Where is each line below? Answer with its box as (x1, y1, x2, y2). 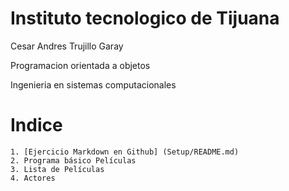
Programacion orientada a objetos (10, 59, 151, 71)
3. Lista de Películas (10, 164, 105, 174)
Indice (10, 114, 63, 137)
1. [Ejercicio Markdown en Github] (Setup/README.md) (10, 147, 240, 157)
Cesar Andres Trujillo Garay (10, 40, 124, 52)
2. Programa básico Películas (10, 155, 137, 166)
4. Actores (10, 173, 56, 183)
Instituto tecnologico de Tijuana (10, 7, 280, 30)
